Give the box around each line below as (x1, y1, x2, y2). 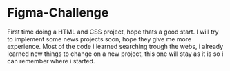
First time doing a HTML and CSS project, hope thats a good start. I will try (7, 28, 219, 36)
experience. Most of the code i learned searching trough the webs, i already (7, 42, 224, 50)
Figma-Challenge (7, 5, 109, 21)
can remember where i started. (7, 57, 95, 65)
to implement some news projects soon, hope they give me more (7, 34, 192, 43)
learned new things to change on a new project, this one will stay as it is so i (7, 50, 224, 58)
